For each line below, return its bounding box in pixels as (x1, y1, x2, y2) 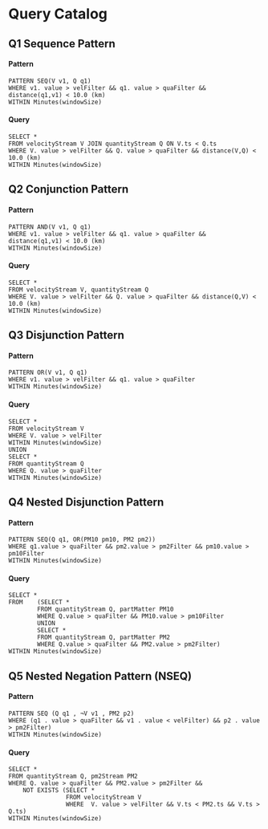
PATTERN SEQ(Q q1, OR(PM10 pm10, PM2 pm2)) (8, 535, 156, 544)
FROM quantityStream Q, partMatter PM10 (37, 605, 174, 614)
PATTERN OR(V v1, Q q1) (8, 368, 88, 377)
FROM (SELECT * (8, 599, 70, 607)
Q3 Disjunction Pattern (8, 328, 124, 342)
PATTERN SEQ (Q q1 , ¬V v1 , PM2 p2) (8, 709, 135, 717)
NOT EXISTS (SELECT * (22, 786, 95, 794)
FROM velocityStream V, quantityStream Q (8, 286, 149, 294)
